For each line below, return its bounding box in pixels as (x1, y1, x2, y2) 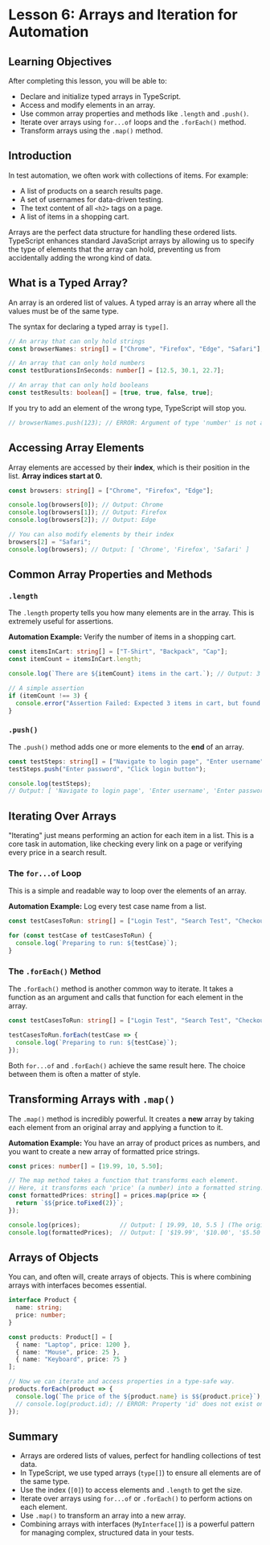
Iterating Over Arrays (8, 809, 117, 823)
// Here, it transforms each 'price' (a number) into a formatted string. (8, 1184, 264, 1192)
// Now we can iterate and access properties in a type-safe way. (8, 1378, 235, 1386)
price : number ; (15, 1311, 67, 1320)
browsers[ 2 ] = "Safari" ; (8, 537, 92, 546)
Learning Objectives (8, 55, 112, 68)
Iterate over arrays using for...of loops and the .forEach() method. (19, 117, 247, 126)
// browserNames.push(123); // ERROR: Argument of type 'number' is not (8, 418, 257, 427)
